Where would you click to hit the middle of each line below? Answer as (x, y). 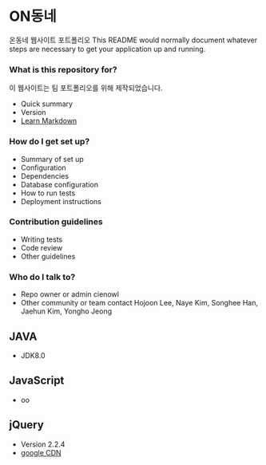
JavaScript (37, 381)
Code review (42, 247)
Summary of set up (52, 159)
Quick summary (47, 104)
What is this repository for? (64, 69)
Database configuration (60, 184)
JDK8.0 (33, 355)
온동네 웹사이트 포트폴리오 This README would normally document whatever (133, 40)
